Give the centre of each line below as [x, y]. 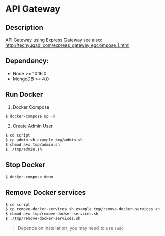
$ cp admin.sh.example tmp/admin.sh [44, 140]
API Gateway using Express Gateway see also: [54, 40]
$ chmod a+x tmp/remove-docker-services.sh [52, 214]
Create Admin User [33, 126]
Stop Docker [25, 165]
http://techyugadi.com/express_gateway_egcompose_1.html [68, 45]
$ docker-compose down [29, 177]
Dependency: [27, 61]
